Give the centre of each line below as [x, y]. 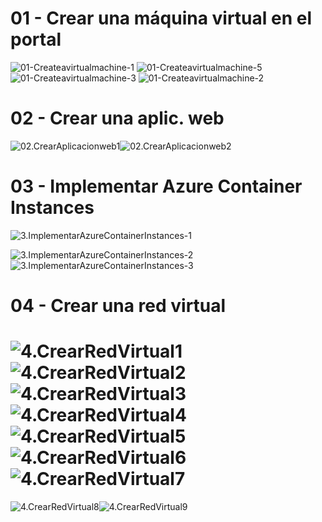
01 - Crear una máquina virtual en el [161, 18]
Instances [52, 208]
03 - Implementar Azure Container [156, 186]
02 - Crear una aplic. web [117, 118]
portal [36, 39]
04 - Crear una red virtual [118, 306]
